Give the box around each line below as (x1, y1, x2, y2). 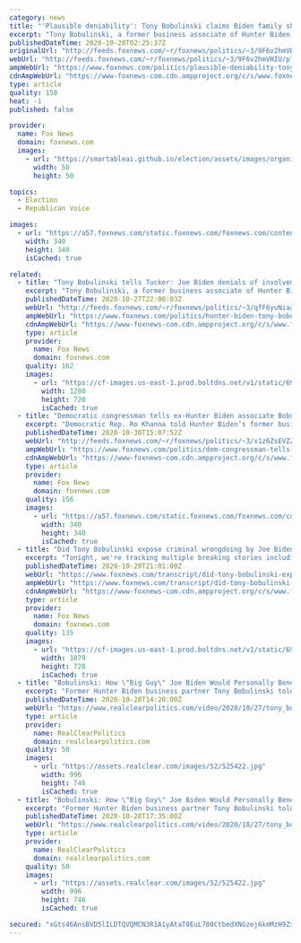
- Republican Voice (17, 204, 90, 214)
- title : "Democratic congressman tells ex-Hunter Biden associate (17, 412, 275, 421)
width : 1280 (41, 387, 87, 396)
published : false (9, 105, 74, 114)
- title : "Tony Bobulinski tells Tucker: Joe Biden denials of (17, 278, 258, 287)
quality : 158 (9, 88, 58, 97)
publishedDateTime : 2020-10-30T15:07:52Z (25, 428, 182, 438)
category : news (9, 13, 66, 22)
